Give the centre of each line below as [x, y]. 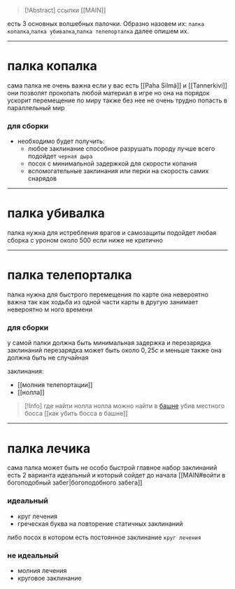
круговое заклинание [49, 578]
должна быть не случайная [48, 358]
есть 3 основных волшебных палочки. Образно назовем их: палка [106, 23]
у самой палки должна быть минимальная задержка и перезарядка [109, 343]
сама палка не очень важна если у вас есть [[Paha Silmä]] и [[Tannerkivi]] [117, 85]
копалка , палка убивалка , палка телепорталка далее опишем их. [98, 31]
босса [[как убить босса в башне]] [76, 414]
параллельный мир [36, 107]
